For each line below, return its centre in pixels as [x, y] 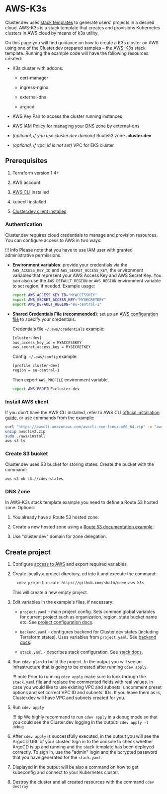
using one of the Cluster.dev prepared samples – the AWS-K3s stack [75, 48]
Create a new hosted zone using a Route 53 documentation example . [83, 527]
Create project [28, 552]
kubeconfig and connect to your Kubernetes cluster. [66, 772]
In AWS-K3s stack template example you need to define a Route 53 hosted [82, 502]
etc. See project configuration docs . [56, 622]
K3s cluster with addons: [38, 68]
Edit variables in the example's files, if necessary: [63, 602]
